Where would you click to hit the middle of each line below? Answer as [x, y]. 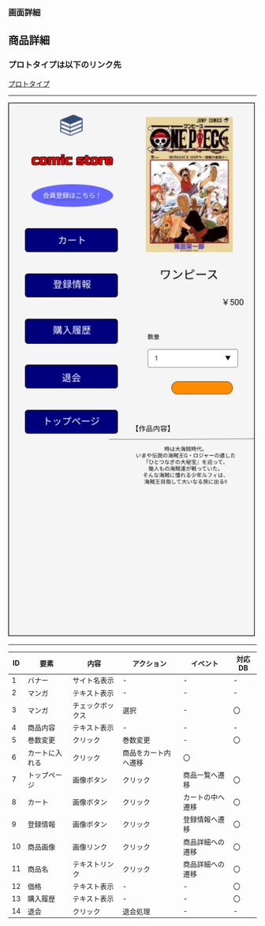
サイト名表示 [93, 681]
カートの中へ [203, 797]
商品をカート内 [146, 752]
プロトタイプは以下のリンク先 [65, 65]
